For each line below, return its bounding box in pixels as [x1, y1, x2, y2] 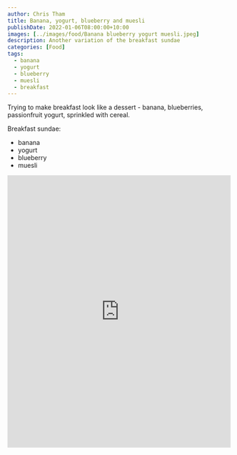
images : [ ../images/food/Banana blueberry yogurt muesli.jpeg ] [7, 30, 200, 38]
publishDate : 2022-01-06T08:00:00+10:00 [7, 24, 130, 31]
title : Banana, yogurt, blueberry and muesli [7, 17, 145, 24]
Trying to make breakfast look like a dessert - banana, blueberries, [7, 103, 203, 111]
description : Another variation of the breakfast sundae [7, 37, 181, 44]
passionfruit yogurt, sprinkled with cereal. [7, 111, 131, 119]
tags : [7, 51, 24, 58]
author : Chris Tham [7, 10, 66, 18]
